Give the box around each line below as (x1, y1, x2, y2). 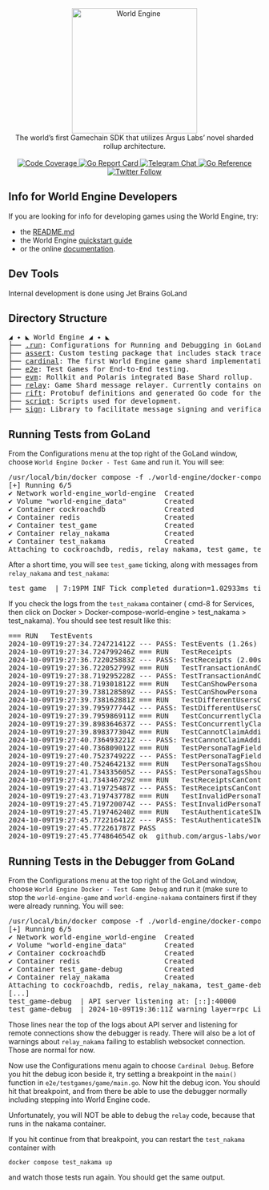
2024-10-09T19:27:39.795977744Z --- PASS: (8, 704, 178, 713)
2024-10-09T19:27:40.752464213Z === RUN (8, 760, 170, 769)
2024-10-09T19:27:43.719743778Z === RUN (8, 792, 170, 801)
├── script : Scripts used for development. (8, 396, 182, 406)
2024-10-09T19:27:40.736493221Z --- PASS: (8, 736, 178, 745)
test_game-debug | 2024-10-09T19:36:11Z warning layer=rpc (8, 1005, 250, 1014)
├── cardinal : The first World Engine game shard (8, 356, 207, 366)
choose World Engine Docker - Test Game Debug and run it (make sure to (8, 884, 248, 894)
